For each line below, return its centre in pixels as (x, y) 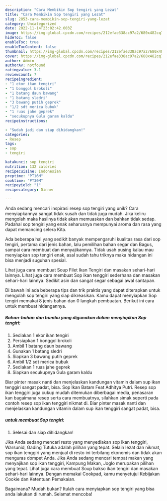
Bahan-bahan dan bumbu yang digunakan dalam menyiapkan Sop (76, 317)
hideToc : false (21, 38)
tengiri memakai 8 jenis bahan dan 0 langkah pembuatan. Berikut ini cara (80, 301)
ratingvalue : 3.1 (23, 70)
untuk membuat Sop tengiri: (35, 420)
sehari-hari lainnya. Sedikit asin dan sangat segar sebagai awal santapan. (80, 280)
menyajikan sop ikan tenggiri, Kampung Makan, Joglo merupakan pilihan (80, 463)
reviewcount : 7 (21, 75)
